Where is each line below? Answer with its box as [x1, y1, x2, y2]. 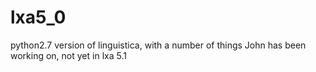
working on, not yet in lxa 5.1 [10, 49, 127, 61]
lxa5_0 [10, 6, 67, 29]
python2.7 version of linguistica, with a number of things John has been [10, 39, 307, 51]
